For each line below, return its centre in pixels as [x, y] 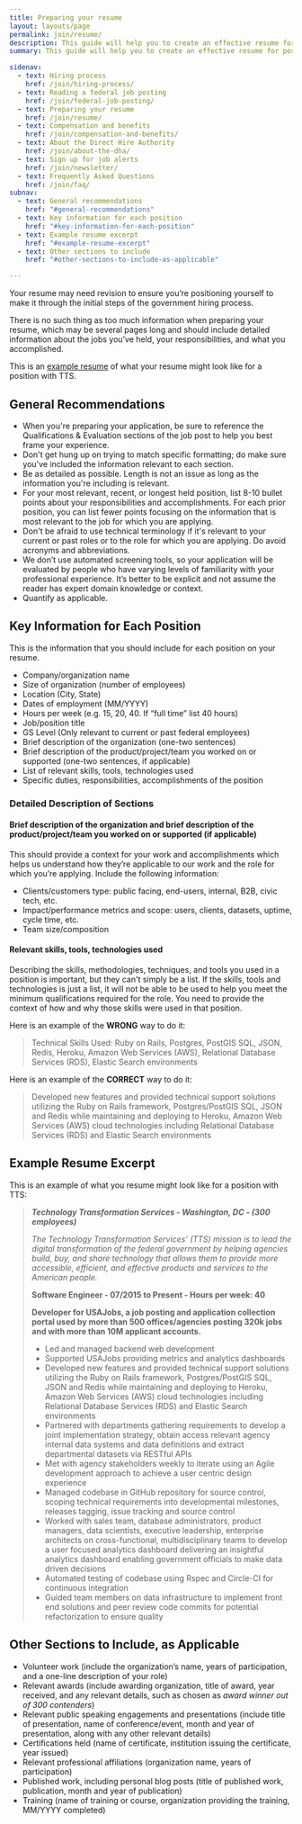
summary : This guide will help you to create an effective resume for [144, 51]
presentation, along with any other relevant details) [116, 1733]
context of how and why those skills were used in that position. [126, 1008]
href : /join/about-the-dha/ [78, 151]
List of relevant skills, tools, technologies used [108, 770]
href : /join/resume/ [64, 118]
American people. [64, 1277]
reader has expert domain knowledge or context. [113, 588]
